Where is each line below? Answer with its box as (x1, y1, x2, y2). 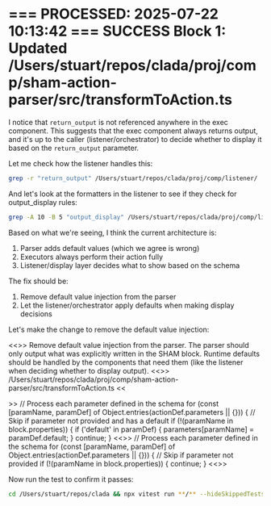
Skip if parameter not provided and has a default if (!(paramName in (8, 416, 234, 425)
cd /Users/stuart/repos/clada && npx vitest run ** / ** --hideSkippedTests (8, 490, 265, 498)
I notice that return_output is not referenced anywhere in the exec (8, 117, 228, 127)
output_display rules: (8, 197, 78, 207)
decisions (19, 308, 52, 319)
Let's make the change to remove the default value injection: (8, 324, 210, 334)
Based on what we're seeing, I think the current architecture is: (8, 228, 217, 237)
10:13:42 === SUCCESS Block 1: (8, 22, 227, 40)
